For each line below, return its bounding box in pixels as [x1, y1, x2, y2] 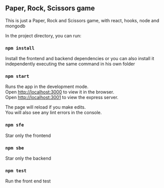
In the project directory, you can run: [5, 32, 81, 38]
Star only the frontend [5, 132, 51, 138]
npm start [5, 73, 29, 79]
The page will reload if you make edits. [5, 104, 86, 110]
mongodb [5, 23, 26, 29]
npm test [5, 168, 27, 173]
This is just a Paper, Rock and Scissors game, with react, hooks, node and [5, 17, 159, 23]
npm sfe [5, 122, 24, 128]
